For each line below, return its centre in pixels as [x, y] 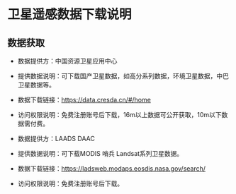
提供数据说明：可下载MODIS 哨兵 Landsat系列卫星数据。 [100, 153]
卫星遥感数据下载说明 [70, 14]
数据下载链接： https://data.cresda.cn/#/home [84, 100]
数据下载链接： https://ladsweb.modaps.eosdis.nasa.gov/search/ [112, 169]
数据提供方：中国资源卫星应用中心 [67, 61]
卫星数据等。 [36, 85]
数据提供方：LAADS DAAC [56, 139]
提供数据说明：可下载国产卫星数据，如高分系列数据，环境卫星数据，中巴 [123, 76]
